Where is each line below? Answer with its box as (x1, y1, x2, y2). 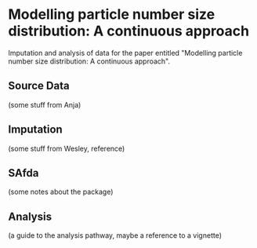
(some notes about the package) (8, 187, 114, 197)
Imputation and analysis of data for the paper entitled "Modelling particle (8, 48, 243, 57)
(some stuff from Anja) (8, 100, 81, 109)
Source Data (8, 79, 70, 93)
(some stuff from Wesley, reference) (8, 144, 125, 153)
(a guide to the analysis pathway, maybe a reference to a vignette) (8, 231, 222, 240)
